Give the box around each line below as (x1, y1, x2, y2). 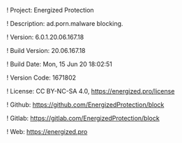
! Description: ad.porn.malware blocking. (6, 20, 123, 27)
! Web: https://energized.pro (6, 128, 88, 135)
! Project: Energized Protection (6, 6, 95, 14)
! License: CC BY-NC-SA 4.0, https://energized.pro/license (6, 87, 175, 95)
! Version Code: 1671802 (6, 73, 77, 82)
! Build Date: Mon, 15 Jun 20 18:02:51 (6, 60, 113, 68)
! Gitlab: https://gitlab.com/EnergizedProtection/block (6, 114, 160, 122)
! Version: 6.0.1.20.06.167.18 (6, 33, 84, 41)
